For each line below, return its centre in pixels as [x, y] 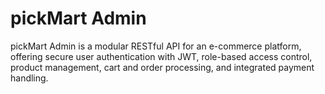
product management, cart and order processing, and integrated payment [162, 67]
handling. [29, 78]
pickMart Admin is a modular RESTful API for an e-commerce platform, [156, 46]
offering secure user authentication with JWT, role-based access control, [161, 56]
